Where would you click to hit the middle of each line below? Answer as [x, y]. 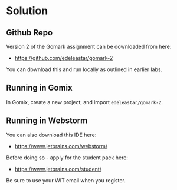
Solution [27, 11]
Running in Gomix [39, 88]
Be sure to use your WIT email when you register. [66, 180]
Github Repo [29, 33]
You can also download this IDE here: [51, 135]
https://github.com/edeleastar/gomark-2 [64, 58]
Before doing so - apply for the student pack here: [67, 158]
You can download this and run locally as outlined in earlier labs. [84, 69]
